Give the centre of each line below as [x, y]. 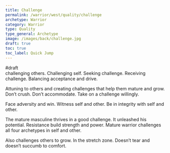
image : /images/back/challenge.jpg [43, 39]
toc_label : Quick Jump [29, 53]
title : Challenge [24, 10]
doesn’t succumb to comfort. [36, 146]
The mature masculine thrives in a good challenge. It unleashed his [76, 119]
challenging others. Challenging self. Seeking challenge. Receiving [76, 73]
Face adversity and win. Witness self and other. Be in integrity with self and [85, 104]
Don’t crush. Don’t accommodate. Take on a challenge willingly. [72, 94]
